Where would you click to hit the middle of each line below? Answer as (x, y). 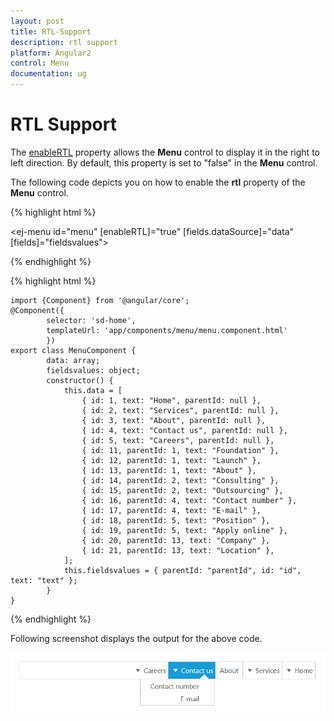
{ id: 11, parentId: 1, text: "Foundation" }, (180, 450)
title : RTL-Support (51, 31)
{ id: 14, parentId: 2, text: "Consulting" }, (180, 480)
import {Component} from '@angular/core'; (100, 300)
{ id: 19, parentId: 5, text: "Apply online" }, (184, 530)
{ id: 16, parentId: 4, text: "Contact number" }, (189, 500)
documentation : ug (48, 74)
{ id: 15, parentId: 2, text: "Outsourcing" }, (182, 490)
